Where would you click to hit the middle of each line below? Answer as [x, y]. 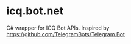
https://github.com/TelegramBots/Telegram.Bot [65, 34]
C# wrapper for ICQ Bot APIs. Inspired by [58, 28]
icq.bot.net [35, 11]
